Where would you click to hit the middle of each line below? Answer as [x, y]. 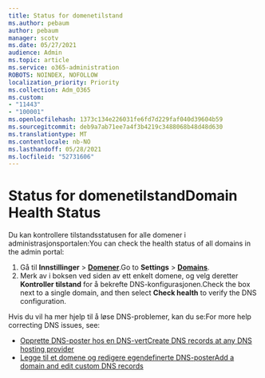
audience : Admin [35, 53]
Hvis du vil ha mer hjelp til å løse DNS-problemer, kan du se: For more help [130, 317]
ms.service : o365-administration [64, 68]
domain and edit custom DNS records [81, 366]
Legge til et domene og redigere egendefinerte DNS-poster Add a [127, 358]
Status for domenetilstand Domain [123, 196]
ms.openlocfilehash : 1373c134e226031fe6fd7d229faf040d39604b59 [116, 120]
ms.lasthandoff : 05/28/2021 [55, 149]
